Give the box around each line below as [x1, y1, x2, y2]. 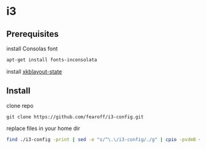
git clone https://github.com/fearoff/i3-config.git [6, 113, 144, 120]
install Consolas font [6, 45, 58, 52]
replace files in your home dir [6, 124, 80, 132]
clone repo [6, 102, 34, 109]
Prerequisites [6, 29, 59, 39]
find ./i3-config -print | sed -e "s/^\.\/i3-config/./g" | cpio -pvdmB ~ [6, 136, 202, 142]
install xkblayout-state [6, 67, 63, 75]
